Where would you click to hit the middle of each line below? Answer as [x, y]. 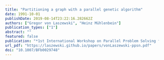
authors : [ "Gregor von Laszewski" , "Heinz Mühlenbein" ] [63, 23]
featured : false [21, 37]
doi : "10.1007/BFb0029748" [32, 50]
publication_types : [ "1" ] [31, 28]
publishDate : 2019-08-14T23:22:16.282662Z [49, 18]
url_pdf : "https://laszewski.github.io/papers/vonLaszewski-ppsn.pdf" [78, 45]
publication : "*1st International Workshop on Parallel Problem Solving [81, 41]
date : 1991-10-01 [23, 14]
